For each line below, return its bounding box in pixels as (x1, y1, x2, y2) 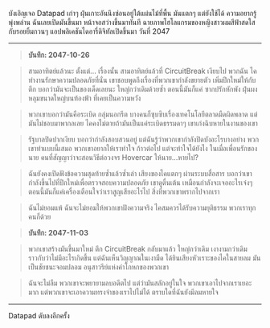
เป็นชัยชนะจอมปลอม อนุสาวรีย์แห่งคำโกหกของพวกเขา (27, 262, 169, 272)
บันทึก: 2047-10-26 (27, 50, 90, 59)
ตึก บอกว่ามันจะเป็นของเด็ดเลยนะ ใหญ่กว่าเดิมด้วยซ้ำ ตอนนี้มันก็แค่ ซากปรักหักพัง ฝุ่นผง (27, 84, 258, 93)
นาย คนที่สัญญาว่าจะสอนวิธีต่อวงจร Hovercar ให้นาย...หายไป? (27, 153, 199, 162)
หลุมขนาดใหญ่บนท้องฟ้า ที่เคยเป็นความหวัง (27, 93, 141, 103)
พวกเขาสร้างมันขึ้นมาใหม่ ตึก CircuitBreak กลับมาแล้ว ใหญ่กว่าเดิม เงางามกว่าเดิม (27, 244, 247, 253)
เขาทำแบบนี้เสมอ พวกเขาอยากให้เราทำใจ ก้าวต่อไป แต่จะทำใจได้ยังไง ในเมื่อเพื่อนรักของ (27, 144, 258, 153)
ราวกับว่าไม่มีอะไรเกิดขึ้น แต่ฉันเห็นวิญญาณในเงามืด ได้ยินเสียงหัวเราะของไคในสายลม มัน (27, 253, 261, 262)
